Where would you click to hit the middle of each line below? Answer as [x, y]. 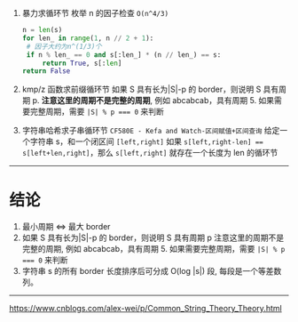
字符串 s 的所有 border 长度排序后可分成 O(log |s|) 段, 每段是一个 [140, 271]
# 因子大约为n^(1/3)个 [64, 46]
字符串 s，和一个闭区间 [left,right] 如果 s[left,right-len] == [147, 141]
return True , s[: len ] [82, 63]
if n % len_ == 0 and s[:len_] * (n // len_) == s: [124, 55]
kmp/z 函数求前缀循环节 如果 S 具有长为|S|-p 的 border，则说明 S [141, 89]
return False [46, 71]
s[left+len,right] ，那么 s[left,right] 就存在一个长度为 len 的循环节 [150, 153]
